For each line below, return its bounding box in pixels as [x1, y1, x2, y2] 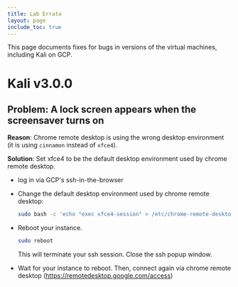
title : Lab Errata [7, 10, 62, 18]
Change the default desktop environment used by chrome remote [17, 189, 210, 198]
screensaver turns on [7, 114, 104, 126]
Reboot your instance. [17, 224, 83, 232]
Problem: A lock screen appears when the [7, 103, 197, 116]
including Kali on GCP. [7, 50, 72, 59]
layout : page [7, 17, 46, 24]
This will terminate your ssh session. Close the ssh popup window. [17, 250, 212, 259]
